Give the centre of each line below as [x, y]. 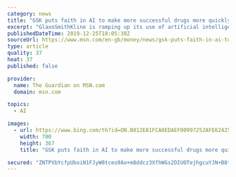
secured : [20, 162]
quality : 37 [25, 53]
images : [19, 124]
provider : [22, 79]
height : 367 [37, 143]
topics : [19, 105]
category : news [29, 14]
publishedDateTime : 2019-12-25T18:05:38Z [69, 33]
